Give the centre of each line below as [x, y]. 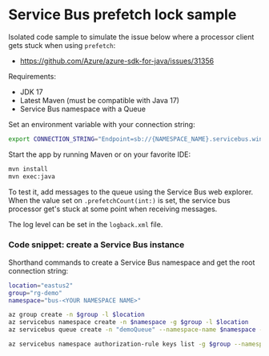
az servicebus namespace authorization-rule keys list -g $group [119, 344]
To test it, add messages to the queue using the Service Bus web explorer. [131, 192]
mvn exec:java [32, 176]
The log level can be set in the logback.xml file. [86, 224]
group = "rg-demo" [35, 293]
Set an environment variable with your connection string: [102, 124]
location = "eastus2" [41, 286]
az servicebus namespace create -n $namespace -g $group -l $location [128, 322]
